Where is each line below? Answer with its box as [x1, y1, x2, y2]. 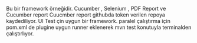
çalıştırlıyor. [6, 30, 34, 37]
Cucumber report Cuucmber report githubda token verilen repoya [6, 11, 165, 18]
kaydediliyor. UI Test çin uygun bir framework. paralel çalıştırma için [6, 18, 171, 24]
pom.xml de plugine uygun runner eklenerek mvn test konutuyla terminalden [6, 24, 192, 31]
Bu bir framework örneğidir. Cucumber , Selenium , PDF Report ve [6, 5, 166, 12]
